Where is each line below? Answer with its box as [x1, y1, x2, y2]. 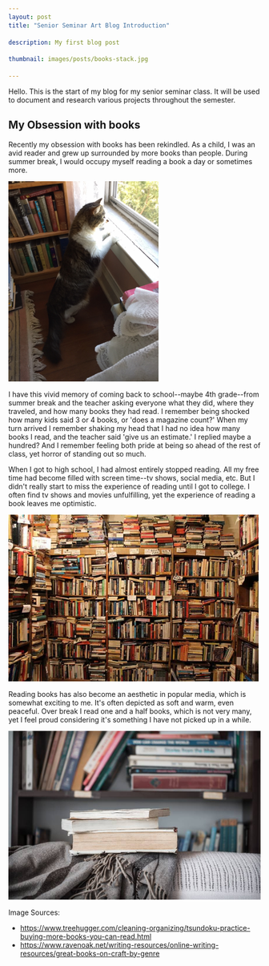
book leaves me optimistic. [8, 498, 97, 508]
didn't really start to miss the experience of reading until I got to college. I [8, 481, 251, 491]
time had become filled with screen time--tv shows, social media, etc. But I [8, 473, 255, 482]
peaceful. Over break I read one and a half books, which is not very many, [8, 706, 252, 716]
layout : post [8, 13, 52, 21]
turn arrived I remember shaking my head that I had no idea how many [8, 423, 240, 433]
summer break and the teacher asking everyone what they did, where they [8, 397, 255, 408]
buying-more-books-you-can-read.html [19, 932, 152, 941]
